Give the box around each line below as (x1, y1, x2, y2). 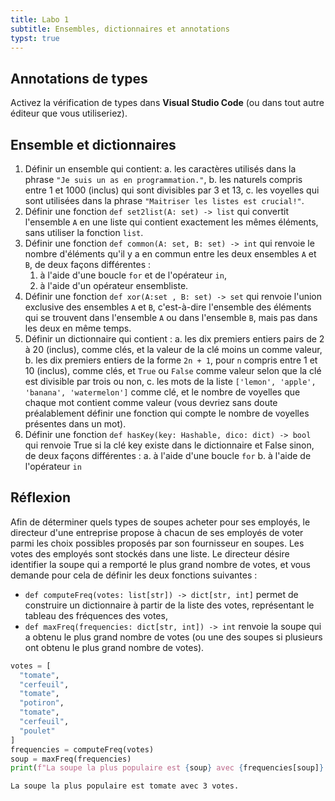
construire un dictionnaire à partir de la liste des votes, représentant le (24, 599, 315, 611)
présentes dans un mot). (24, 418, 127, 430)
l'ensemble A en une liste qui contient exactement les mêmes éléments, (24, 216, 319, 228)
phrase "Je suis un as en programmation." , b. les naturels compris (24, 174, 303, 185)
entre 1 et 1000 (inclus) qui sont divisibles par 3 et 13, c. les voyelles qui (24, 184, 320, 196)
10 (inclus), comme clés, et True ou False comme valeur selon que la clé (24, 365, 322, 376)
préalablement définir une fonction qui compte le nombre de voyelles (24, 407, 310, 419)
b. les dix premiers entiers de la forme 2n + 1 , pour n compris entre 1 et (24, 354, 318, 366)
